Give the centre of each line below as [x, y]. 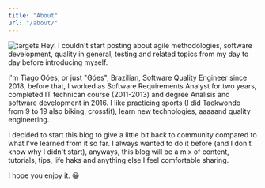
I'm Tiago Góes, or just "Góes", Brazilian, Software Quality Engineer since [128, 77]
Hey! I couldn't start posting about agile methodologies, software [147, 45]
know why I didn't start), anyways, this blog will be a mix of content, [119, 152]
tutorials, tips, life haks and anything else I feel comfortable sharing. [119, 160]
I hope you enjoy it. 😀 [44, 175]
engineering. [29, 119]
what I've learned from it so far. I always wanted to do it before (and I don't [130, 143]
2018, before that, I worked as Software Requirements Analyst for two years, [132, 86]
